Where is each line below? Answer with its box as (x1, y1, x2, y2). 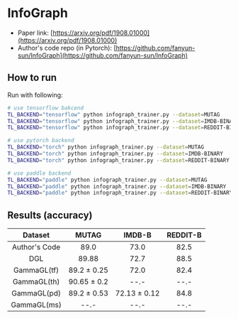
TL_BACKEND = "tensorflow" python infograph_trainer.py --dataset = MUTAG (7, 111, 220, 118)
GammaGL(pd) (11, 288, 62, 298)
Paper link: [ (17, 28, 53, 37)
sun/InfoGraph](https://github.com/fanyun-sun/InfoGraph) (17, 51, 188, 60)
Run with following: (7, 90, 63, 99)
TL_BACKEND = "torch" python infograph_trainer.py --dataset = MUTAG (7, 144, 204, 151)
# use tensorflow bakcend (7, 104, 84, 112)
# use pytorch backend (7, 137, 74, 144)
